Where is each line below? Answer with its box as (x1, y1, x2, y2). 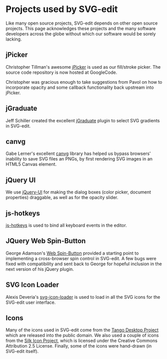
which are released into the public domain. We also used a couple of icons (5, 332, 159, 338)
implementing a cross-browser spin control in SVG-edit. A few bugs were (5, 255, 156, 261)
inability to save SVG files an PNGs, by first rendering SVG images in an (5, 156, 153, 162)
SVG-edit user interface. (5, 299, 56, 305)
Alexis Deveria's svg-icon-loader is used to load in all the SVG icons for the (5, 294, 160, 300)
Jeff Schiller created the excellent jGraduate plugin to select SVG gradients (5, 117, 160, 123)
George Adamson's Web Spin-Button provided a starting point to (5, 250, 139, 256)
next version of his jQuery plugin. (5, 266, 74, 272)
